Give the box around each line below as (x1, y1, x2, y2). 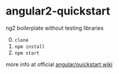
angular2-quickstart (5, 4, 110, 18)
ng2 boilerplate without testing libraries (5, 24, 104, 32)
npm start (14, 50, 40, 56)
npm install (14, 44, 45, 50)
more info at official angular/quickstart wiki (5, 61, 113, 68)
